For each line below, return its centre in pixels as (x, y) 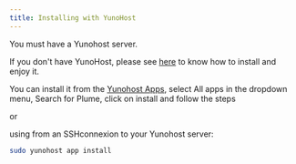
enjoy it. (24, 71)
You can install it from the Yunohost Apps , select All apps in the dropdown (148, 88)
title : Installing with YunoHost (73, 18)
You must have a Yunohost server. (74, 44)
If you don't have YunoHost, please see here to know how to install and (143, 61)
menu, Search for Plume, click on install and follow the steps (123, 98)
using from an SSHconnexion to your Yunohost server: (112, 134)
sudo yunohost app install (61, 150)
